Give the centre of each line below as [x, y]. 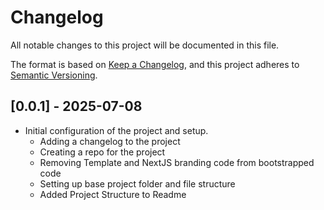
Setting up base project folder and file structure [137, 183]
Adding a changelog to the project [110, 141]
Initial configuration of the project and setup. [116, 130]
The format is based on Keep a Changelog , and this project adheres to [155, 64]
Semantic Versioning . [54, 75]
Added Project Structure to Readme [113, 194]
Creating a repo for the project [102, 152]
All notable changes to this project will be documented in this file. [145, 45]
